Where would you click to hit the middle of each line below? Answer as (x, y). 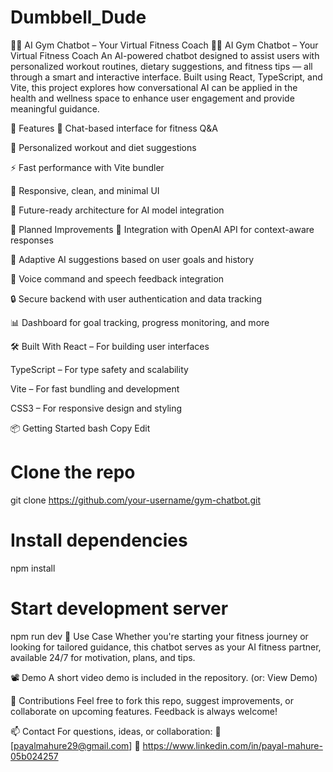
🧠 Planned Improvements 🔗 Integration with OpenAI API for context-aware (162, 229)
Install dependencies (99, 540)
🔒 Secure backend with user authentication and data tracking (136, 298)
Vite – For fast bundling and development (95, 388)
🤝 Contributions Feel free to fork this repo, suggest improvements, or (152, 700)
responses (32, 240)
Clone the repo (73, 472)
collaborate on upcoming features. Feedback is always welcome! (144, 711)
